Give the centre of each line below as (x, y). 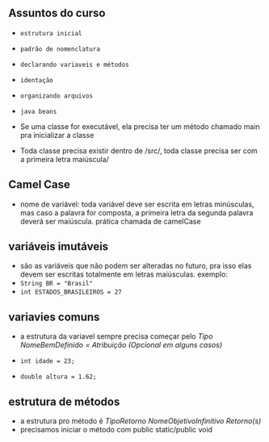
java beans (38, 111)
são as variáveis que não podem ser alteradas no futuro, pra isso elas (136, 266)
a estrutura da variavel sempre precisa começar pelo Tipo (116, 336)
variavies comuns (54, 317)
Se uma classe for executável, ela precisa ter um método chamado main (140, 126)
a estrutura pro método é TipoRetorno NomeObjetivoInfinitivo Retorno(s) (141, 421)
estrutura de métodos (64, 401)
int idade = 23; (47, 361)
